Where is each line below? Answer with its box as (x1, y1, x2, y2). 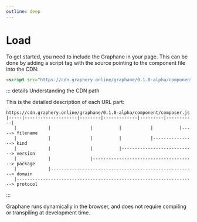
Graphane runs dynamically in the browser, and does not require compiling (6, 203, 186, 210)
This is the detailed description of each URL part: (6, 99, 125, 106)
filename (16, 130, 38, 136)
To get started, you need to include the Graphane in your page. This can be (6, 53, 188, 60)
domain (16, 171, 33, 177)
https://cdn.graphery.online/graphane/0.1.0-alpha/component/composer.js (6, 110, 191, 116)
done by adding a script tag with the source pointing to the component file (6, 59, 186, 66)
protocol (16, 182, 38, 188)
